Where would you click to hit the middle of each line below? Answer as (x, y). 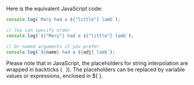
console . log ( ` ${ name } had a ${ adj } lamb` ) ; (61, 52)
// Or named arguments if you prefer (53, 46)
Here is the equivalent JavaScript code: (54, 9)
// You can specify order (38, 30)
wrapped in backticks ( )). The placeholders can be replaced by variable (96, 70)
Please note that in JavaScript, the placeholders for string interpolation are (97, 63)
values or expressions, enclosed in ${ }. (55, 76)
